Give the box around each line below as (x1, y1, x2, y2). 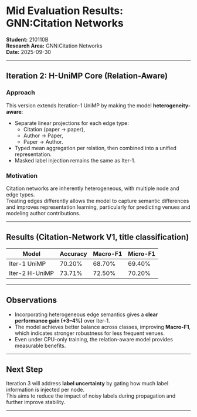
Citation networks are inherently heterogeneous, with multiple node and (6, 185, 179, 192)
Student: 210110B (6, 36, 49, 43)
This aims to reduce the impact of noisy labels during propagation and (6, 392, 176, 399)
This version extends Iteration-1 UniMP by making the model (6, 101, 152, 109)
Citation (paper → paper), (23, 126, 85, 133)
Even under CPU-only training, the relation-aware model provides (14, 335, 173, 343)
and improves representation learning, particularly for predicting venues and (6, 204, 191, 211)
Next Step (6, 364, 43, 374)
